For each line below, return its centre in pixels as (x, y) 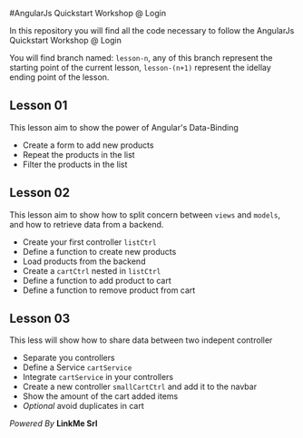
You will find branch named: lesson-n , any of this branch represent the (141, 58)
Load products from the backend (84, 261)
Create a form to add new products (88, 145)
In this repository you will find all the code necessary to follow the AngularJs (152, 30)
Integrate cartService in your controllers (98, 377)
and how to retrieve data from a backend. (87, 224)
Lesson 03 (40, 319)
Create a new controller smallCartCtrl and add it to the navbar (139, 387)
